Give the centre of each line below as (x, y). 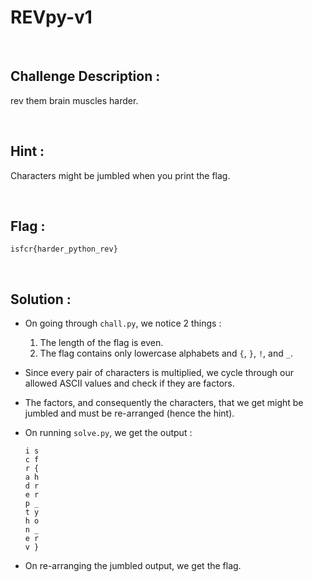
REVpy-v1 (51, 17)
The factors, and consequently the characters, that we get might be (164, 403)
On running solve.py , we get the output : (108, 433)
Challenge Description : (85, 76)
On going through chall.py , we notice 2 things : (123, 323)
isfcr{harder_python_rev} (64, 249)
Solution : (41, 299)
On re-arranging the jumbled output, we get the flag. (133, 566)
